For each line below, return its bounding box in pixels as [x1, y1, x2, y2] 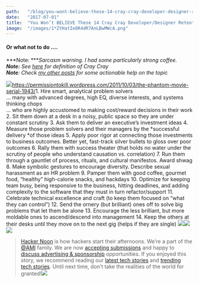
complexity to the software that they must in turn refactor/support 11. [6, 188, 174, 195]
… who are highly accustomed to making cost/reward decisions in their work [6, 107, 193, 114]
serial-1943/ [6, 88, 36, 95]
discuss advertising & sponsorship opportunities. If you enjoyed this [20, 250, 187, 258]
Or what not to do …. [6, 43, 58, 50]
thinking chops [6, 100, 43, 107]
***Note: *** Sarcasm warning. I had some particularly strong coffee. [6, 57, 178, 64]
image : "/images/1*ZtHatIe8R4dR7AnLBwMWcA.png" [6, 25, 129, 31]
